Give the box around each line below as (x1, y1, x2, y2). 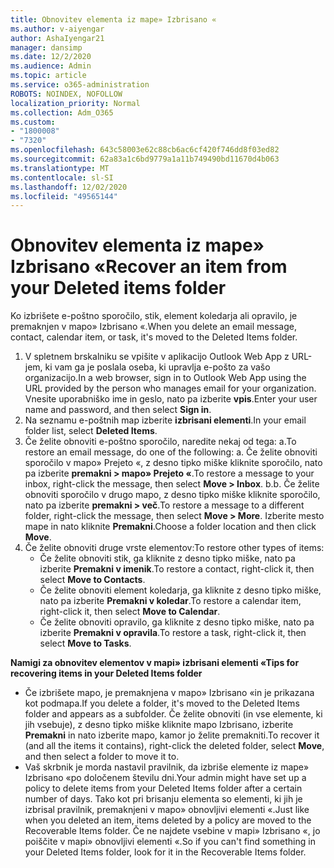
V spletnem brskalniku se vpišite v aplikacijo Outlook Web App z (24, 351, 290, 363)
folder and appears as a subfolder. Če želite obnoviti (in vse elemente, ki (24, 708, 323, 720)
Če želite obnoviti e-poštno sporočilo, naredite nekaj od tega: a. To (24, 436, 297, 448)
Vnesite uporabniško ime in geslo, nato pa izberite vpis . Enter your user (24, 393, 318, 405)
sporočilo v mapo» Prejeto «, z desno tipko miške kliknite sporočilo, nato (24, 457, 323, 469)
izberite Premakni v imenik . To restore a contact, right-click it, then (39, 563, 315, 575)
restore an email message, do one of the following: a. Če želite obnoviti (24, 446, 318, 458)
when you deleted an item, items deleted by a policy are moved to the (24, 814, 312, 826)
